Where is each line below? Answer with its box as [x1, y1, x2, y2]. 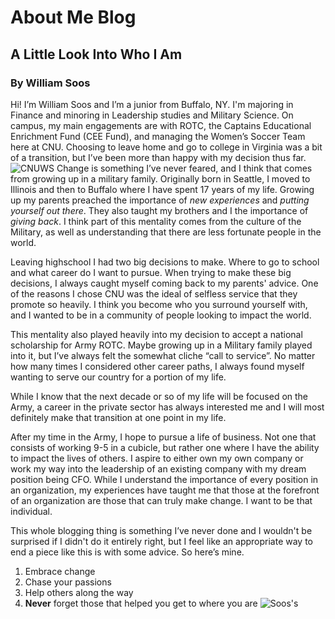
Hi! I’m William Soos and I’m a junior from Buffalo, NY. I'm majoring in [10, 98, 294, 110]
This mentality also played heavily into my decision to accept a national [10, 328, 303, 340]
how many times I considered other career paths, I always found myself [10, 360, 305, 372]
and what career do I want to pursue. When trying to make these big [10, 266, 292, 278]
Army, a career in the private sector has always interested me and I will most [10, 401, 325, 413]
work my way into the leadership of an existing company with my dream [10, 462, 307, 475]
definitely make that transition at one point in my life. [10, 411, 227, 423]
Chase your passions [24, 576, 112, 588]
